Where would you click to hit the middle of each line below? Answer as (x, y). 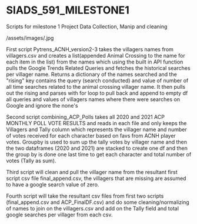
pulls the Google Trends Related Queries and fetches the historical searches (98, 68)
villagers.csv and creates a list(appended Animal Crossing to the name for (96, 55)
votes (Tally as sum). (31, 161)
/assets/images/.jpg (30, 38)
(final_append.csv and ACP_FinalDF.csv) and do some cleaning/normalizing (98, 202)
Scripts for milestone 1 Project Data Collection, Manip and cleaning (87, 26)
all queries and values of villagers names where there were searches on (93, 99)
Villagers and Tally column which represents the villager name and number (96, 129)
